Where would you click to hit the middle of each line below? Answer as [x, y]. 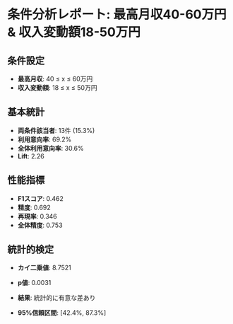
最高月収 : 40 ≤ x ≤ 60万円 [55, 79]
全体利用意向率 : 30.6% [50, 148]
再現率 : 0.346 [37, 216]
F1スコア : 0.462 [40, 198]
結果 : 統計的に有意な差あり [56, 298]
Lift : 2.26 [31, 156]
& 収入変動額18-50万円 [74, 32]
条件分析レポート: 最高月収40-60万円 [117, 15]
